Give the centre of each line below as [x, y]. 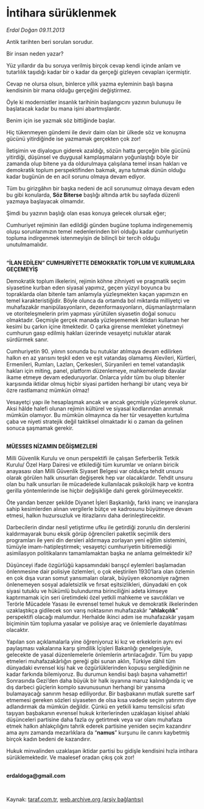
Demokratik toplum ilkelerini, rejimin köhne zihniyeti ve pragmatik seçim [96, 281]
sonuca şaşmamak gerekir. [40, 428]
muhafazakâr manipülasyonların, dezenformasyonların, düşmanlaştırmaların [101, 307]
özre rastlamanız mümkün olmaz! [48, 390]
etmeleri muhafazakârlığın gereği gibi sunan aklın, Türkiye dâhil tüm [91, 661]
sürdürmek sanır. [27, 339]
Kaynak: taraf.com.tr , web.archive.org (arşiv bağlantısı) [75, 799]
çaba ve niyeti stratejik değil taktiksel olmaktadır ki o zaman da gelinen [95, 421]
